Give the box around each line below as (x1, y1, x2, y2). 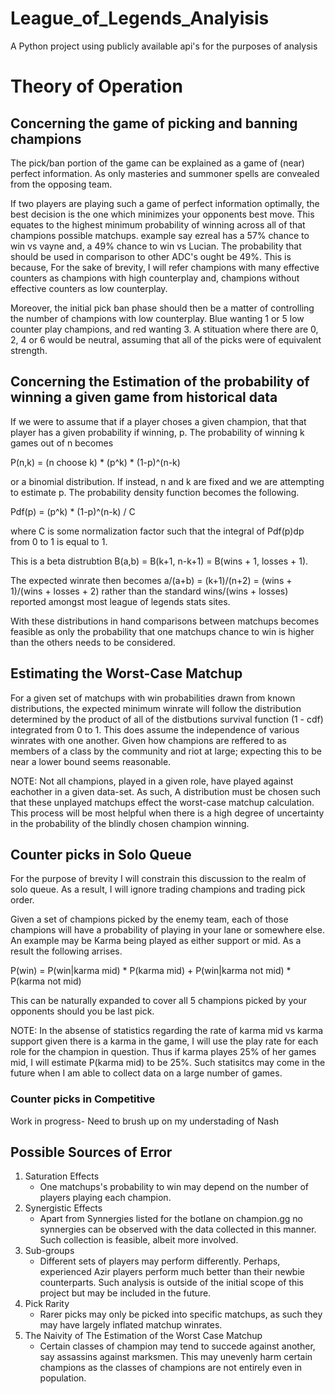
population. (39, 1372, 87, 1384)
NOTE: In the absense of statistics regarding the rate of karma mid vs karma (10, 1025, 324, 1037)
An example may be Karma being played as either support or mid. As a (10, 935, 302, 947)
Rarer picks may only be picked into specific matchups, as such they (39, 1308, 323, 1321)
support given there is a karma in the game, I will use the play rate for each (10, 1035, 319, 1047)
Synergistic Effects (24, 1202, 103, 1214)
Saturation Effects (24, 1170, 100, 1182)
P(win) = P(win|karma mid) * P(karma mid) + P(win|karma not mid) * (10, 965, 292, 977)
